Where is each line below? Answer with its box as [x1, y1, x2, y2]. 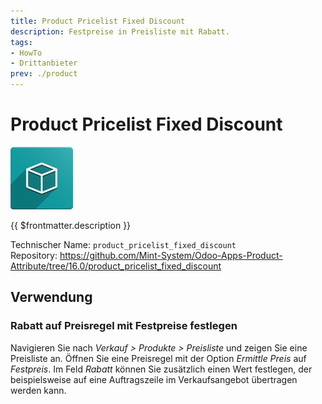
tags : [10, 37, 33, 47]
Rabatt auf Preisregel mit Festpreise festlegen [10, 319, 238, 333]
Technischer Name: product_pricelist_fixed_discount [10, 238, 237, 250]
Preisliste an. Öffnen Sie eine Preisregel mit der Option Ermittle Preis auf [10, 352, 307, 364]
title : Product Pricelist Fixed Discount [10, 16, 186, 26]
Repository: [10, 249, 58, 261]
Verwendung [10, 289, 93, 306]
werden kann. [10, 384, 67, 396]
